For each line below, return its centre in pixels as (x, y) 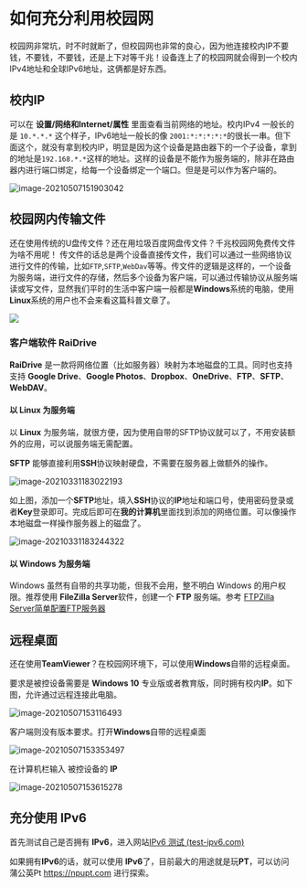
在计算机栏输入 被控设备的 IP (64, 769)
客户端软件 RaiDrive (53, 343)
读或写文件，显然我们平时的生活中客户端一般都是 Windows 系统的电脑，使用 (152, 288)
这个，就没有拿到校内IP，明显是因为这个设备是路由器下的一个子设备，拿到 (157, 146)
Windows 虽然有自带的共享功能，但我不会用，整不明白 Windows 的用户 (144, 585)
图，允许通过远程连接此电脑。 (65, 695)
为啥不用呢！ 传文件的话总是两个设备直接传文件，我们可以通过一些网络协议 (151, 254)
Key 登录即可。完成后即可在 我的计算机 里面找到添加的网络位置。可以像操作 (157, 512)
